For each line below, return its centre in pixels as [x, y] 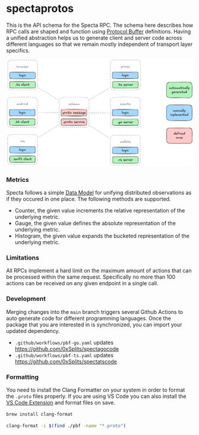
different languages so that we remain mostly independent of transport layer [99, 44]
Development [26, 299]
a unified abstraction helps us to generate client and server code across [94, 38]
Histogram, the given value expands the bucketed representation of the [102, 236]
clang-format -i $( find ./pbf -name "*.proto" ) [66, 425]
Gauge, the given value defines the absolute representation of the [95, 223]
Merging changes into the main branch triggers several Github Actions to [95, 311]
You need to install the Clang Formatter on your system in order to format [96, 390]
